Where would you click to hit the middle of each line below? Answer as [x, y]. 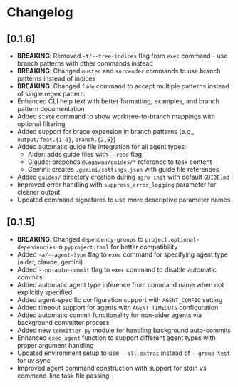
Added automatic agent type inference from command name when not [120, 284]
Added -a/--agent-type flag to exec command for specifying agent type [123, 254]
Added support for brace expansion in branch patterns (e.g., [105, 131]
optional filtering [41, 124]
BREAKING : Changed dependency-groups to [80, 239]
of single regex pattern [51, 94]
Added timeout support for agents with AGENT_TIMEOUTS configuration [118, 307]
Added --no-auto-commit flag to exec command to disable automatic [117, 269]
